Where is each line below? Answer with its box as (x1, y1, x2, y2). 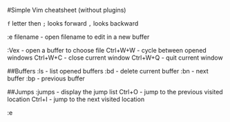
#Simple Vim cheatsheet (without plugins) (7, 6, 126, 14)
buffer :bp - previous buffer (7, 74, 85, 82)
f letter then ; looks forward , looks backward (7, 19, 139, 27)
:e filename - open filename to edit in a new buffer (7, 33, 150, 41)
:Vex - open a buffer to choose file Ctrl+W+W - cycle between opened (7, 46, 207, 54)
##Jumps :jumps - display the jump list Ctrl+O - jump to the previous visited (7, 88, 223, 96)
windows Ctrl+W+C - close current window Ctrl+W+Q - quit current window (7, 53, 223, 62)
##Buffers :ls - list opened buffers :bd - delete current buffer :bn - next (7, 67, 209, 75)
